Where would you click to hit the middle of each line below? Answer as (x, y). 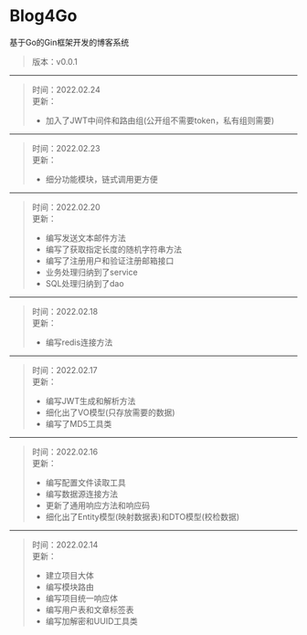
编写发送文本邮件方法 (85, 237)
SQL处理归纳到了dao (85, 283)
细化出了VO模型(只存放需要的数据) (110, 412)
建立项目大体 (69, 575)
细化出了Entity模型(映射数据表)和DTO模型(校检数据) (143, 516)
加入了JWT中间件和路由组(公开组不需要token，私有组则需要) (160, 120)
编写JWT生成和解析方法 (90, 401)
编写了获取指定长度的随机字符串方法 (114, 249)
